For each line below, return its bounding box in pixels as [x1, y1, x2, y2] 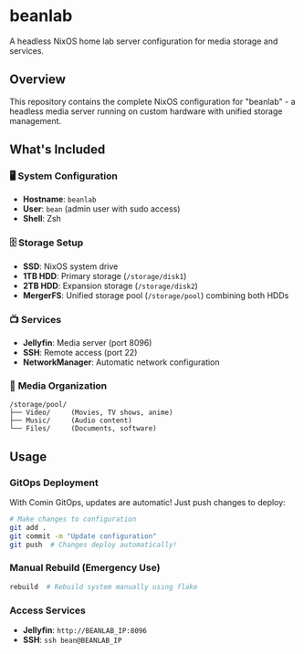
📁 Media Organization [9, 379, 108, 392]
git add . [9, 523, 47, 532]
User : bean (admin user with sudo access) [22, 203, 181, 214]
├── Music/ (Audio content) [9, 416, 132, 425]
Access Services [9, 604, 87, 617]
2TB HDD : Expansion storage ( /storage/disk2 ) [22, 280, 198, 291]
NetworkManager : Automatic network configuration [22, 357, 221, 368]
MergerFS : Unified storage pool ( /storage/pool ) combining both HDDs [22, 289, 289, 301]
